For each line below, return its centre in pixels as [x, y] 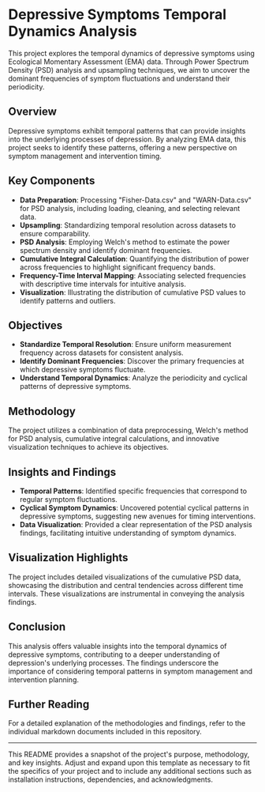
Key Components [52, 181]
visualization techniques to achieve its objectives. [89, 447]
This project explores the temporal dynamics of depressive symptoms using [131, 53]
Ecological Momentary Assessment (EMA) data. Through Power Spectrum [129, 62]
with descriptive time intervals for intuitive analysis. [103, 284]
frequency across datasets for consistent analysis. [101, 353]
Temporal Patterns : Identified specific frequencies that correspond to [133, 491]
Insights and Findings [62, 472]
